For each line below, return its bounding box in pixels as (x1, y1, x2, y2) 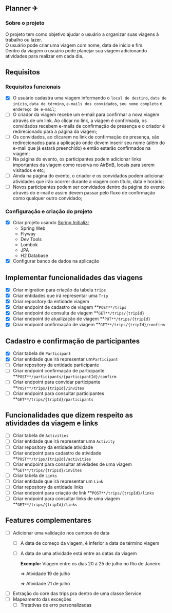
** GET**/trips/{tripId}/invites (12, 467, 82, 473)
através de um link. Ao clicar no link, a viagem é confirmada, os (12, 117, 147, 124)
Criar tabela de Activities (12, 432, 69, 439)
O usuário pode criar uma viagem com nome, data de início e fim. (5, 42, 144, 48)
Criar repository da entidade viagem (12, 299, 89, 305)
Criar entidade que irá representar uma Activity (12, 438, 115, 444)
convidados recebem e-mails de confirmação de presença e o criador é (12, 123, 165, 129)
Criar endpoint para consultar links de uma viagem (12, 495, 120, 502)
